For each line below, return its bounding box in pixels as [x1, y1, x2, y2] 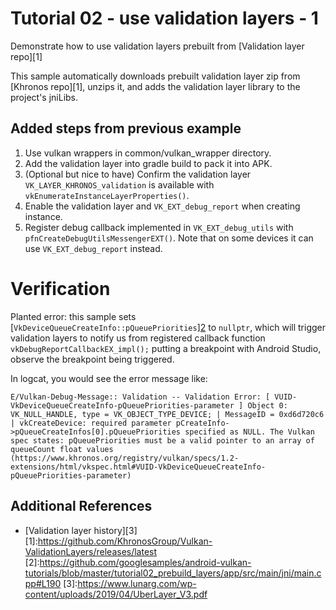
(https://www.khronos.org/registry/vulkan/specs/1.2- [10, 453, 240, 463]
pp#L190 [24, 577, 62, 589]
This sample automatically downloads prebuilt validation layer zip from [10, 70, 301, 82]
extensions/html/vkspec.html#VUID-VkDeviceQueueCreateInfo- [10, 462, 267, 472]
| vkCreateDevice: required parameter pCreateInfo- [10, 418, 230, 428]
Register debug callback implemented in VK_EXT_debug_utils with [24, 221, 294, 233]
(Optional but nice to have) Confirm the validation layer [24, 168, 252, 180]
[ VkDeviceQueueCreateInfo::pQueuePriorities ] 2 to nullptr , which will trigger [10, 321, 326, 333]
